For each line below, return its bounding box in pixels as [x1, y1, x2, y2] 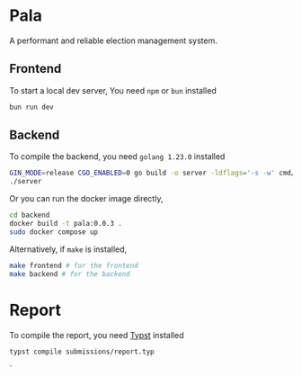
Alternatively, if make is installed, [9, 244, 128, 255]
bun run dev [9, 103, 54, 112]
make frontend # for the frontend [9, 261, 139, 270]
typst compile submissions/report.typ [9, 347, 155, 356]
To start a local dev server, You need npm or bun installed [9, 85, 218, 95]
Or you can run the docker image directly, [9, 193, 164, 204]
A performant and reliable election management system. [9, 35, 218, 46]
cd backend [9, 210, 50, 220]
